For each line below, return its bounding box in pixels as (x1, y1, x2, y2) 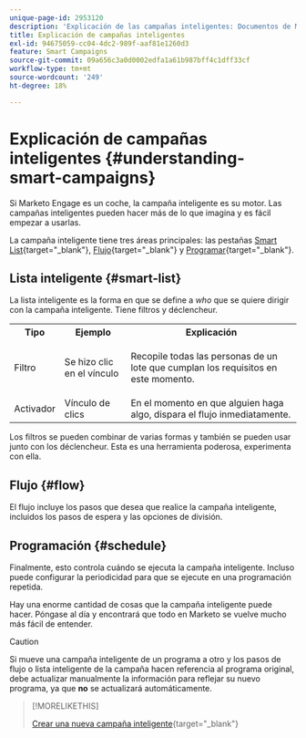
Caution (9, 636, 39, 647)
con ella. (9, 451, 42, 462)
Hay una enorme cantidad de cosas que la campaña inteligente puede (9, 599, 273, 609)
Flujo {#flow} (9, 477, 86, 493)
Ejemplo (75, 326, 111, 338)
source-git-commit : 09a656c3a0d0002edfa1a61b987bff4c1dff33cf (9, 56, 250, 65)
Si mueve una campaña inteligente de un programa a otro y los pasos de (9, 654, 281, 664)
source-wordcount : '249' (9, 73, 104, 82)
